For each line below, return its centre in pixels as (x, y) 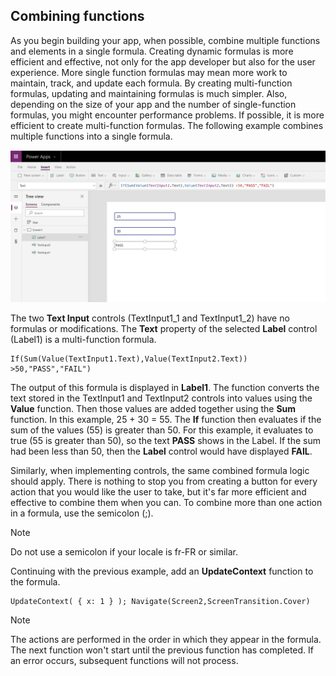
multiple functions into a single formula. (91, 136)
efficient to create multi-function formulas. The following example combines (167, 125)
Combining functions (77, 16)
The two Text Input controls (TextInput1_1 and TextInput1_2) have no (150, 318)
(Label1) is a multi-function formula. (83, 339)
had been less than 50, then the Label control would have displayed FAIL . (161, 451)
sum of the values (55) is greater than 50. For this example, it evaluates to (162, 430)
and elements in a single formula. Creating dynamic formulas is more (152, 51)
